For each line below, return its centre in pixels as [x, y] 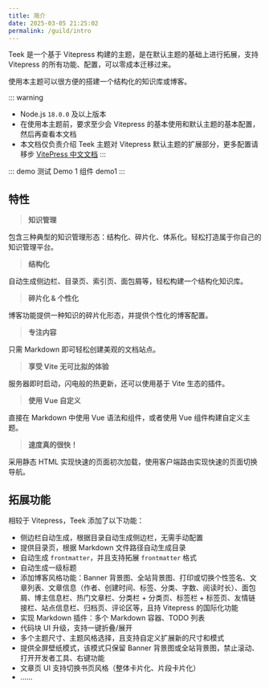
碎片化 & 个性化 [53, 299]
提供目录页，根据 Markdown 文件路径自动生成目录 [103, 548]
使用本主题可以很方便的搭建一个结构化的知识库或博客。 [100, 82]
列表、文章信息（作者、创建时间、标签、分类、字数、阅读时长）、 [134, 588]
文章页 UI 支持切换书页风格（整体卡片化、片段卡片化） [110, 668]
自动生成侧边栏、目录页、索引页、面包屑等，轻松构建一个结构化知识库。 [128, 281]
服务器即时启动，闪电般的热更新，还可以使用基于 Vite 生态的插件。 [119, 384]
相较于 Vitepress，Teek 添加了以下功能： [76, 520]
